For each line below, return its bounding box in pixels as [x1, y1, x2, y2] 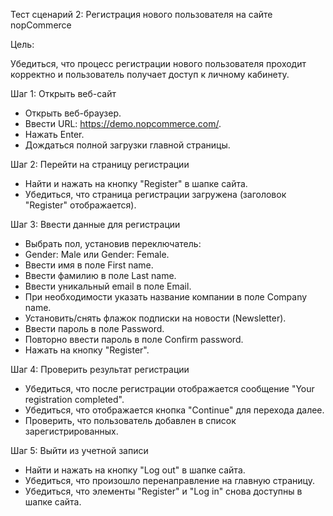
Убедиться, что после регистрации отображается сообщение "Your [24, 383, 315, 394]
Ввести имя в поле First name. [24, 259, 154, 271]
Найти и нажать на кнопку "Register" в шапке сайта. [24, 178, 248, 189]
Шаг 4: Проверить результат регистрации [10, 364, 190, 375]
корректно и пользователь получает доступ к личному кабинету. [10, 69, 290, 80]
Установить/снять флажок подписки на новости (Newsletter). [24, 312, 287, 324]
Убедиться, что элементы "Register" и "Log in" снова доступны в [24, 485, 303, 497]
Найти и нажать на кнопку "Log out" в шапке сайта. [24, 464, 246, 476]
